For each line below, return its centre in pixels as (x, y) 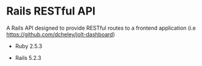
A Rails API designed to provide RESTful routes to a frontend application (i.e (101, 28)
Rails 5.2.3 (28, 58)
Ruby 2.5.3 (29, 46)
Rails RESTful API (51, 11)
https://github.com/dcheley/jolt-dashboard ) (61, 34)
